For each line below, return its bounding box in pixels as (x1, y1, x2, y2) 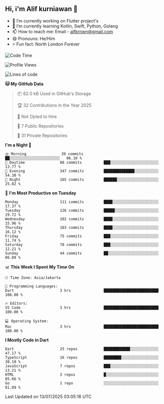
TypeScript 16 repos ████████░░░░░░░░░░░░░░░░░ (5, 355, 159, 360)
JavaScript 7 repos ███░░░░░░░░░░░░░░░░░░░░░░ (5, 363, 159, 368)
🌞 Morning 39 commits (5, 151, 84, 157)
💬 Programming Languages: (5, 284, 58, 289)
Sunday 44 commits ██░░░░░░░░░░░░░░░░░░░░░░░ (5, 250, 159, 256)
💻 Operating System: (5, 318, 49, 323)
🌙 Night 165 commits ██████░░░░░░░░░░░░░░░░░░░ (5, 177, 159, 182)
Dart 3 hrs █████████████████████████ (5, 288, 159, 293)
